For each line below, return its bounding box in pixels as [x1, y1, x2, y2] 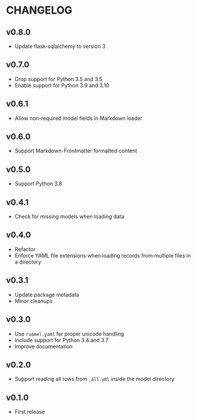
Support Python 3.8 [14, 180, 62, 187]
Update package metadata [14, 291, 79, 298]
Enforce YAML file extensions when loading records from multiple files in [14, 252, 191, 259]
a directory [14, 258, 41, 265]
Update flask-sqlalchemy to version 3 [14, 43, 106, 50]
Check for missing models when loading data [14, 213, 125, 220]
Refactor [14, 246, 36, 253]
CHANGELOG [6, 4, 72, 17]
